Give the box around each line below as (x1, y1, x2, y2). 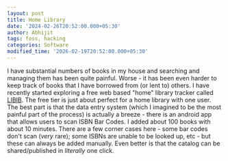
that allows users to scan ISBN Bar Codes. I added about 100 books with (7, 117, 211, 126)
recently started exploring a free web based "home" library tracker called (7, 88, 214, 96)
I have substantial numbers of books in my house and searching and (7, 66, 200, 75)
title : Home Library (7, 16, 66, 23)
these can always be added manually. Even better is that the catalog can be (7, 139, 220, 147)
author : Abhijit (7, 29, 53, 36)
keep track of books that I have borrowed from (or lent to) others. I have (7, 81, 210, 89)
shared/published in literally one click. (7, 146, 114, 154)
